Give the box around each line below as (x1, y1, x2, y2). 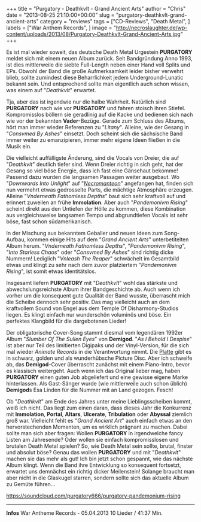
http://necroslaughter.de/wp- (115, 24, 188, 31)
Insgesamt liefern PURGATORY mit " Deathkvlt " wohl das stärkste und (6, 280, 178, 286)
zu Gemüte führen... (6, 481, 56, 487)
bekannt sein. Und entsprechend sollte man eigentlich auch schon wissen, (6, 80, 190, 87)
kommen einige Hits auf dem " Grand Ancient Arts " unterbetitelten (26, 236, 189, 243)
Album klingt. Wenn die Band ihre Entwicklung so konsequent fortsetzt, (6, 462, 181, 469)
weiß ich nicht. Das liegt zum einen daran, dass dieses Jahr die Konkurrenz (6, 404, 191, 411)
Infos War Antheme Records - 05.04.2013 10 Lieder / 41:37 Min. (6, 509, 163, 517)
